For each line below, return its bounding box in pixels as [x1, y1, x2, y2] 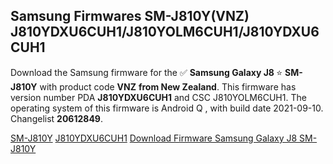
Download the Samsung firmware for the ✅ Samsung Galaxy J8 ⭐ [10, 66, 283, 78]
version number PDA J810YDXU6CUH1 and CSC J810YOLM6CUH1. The [10, 91, 307, 103]
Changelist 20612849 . [10, 112, 104, 124]
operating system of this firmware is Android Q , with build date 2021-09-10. [10, 102, 324, 114]
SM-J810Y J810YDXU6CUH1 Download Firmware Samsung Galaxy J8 [10, 132, 298, 144]
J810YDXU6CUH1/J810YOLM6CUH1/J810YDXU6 [10, 24, 320, 41]
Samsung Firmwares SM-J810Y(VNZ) [10, 8, 250, 25]
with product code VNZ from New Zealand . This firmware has [39, 80, 297, 93]
